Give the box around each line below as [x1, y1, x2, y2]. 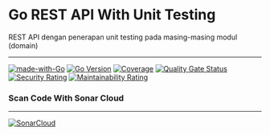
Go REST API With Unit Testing [8, 6, 216, 24]
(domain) [8, 40, 39, 50]
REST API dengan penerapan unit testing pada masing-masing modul [8, 32, 238, 42]
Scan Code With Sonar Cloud [8, 92, 125, 104]
